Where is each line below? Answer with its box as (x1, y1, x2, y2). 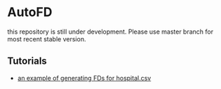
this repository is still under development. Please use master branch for (7, 27, 214, 36)
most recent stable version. (7, 34, 86, 43)
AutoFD (7, 4, 53, 20)
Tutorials (7, 55, 47, 67)
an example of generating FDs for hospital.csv (17, 74, 152, 82)
